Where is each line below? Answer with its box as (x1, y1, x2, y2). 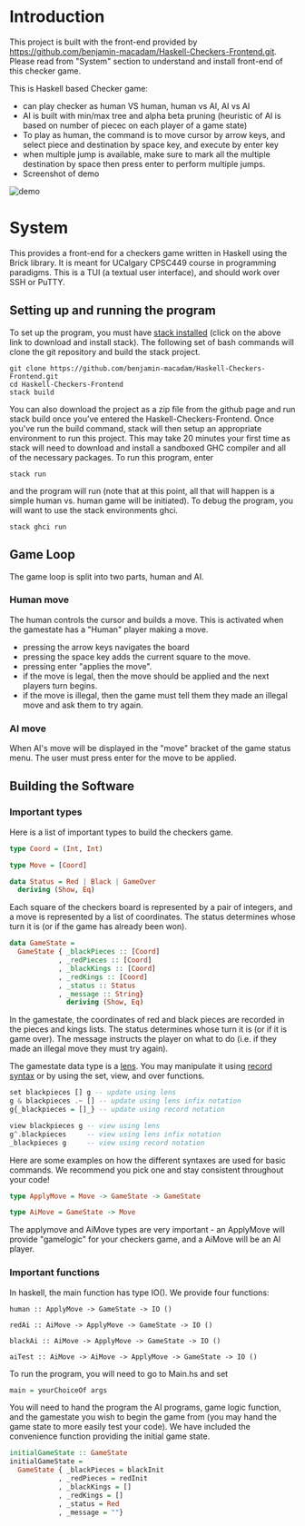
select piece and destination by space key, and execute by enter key (22, 139, 280, 150)
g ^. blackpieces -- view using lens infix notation (9, 1129, 221, 1139)
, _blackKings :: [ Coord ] (57, 964, 156, 973)
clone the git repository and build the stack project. (9, 346, 202, 357)
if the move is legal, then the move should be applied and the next (22, 670, 270, 681)
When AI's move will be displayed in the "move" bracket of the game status (9, 743, 291, 754)
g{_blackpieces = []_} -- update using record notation (9, 1105, 225, 1115)
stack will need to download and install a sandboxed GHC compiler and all (9, 442, 286, 453)
